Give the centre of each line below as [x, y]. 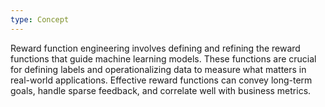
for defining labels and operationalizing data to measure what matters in [158, 69]
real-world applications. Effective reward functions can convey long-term [161, 80]
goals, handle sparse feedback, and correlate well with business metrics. [161, 90]
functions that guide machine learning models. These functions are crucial [163, 58]
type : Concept [40, 19]
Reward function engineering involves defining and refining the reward [155, 48]
